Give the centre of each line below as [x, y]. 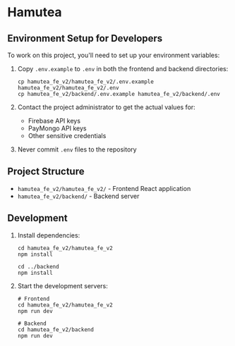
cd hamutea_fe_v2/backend [55, 329]
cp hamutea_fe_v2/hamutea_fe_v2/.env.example [85, 82]
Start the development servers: [62, 285]
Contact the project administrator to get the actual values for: [106, 107]
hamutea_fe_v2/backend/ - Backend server [78, 196]
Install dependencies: [49, 235]
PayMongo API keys [57, 128]
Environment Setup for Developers [85, 38]
